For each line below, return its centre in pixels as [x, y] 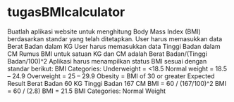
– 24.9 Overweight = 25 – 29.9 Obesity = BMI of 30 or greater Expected [111, 76]
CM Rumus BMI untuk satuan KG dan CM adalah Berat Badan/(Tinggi [107, 54]
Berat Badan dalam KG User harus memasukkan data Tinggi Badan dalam [114, 46]
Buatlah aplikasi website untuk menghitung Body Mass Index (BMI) [104, 31]
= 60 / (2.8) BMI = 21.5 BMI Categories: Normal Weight [87, 91]
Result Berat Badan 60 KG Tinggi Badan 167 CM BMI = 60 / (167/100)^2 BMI [117, 83]
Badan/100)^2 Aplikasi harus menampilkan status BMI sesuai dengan [107, 61]
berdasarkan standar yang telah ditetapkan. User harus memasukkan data [115, 38]
